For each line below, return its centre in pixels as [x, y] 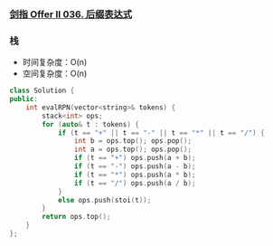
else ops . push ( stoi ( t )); [104, 200]
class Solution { [42, 91]
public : [24, 99]
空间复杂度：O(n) [55, 73]
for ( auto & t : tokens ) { [91, 124]
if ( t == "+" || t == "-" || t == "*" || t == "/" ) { [161, 133]
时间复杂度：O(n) [55, 62]
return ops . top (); [76, 217]
